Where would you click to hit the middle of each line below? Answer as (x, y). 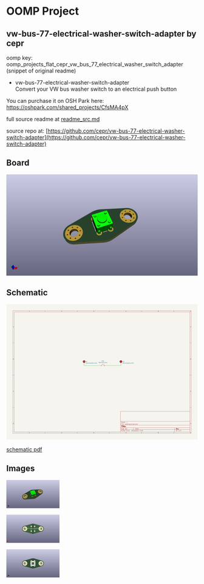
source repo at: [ (27, 131)
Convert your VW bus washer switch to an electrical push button (96, 89)
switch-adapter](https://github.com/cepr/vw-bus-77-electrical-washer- (96, 137)
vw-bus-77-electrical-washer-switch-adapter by (101, 34)
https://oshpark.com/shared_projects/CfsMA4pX (67, 107)
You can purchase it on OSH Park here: (55, 101)
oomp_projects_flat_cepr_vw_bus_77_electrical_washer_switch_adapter (95, 64)
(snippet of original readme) (41, 71)
